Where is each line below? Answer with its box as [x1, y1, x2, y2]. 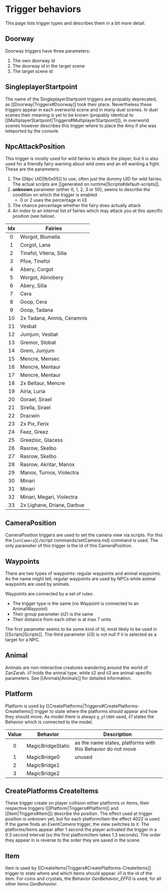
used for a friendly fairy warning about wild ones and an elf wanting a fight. [5, 161, 160, 167]
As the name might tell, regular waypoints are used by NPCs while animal [5, 576, 156, 581]
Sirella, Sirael [19, 404, 51, 411]
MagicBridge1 [26, 761, 60, 768]
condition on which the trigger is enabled [12, 192, 97, 198]
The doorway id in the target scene [12, 63, 85, 69]
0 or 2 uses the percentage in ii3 [19, 197, 87, 203]
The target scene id [12, 68, 53, 74]
